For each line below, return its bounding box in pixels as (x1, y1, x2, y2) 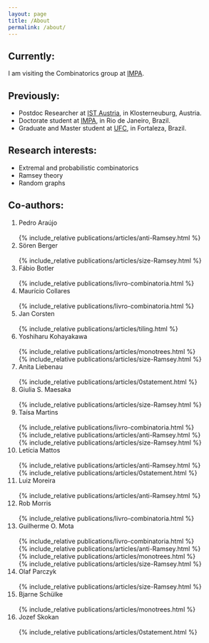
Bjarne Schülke (18, 589, 63, 598)
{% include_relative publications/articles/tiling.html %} (18, 324, 178, 333)
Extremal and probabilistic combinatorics (18, 163, 139, 172)
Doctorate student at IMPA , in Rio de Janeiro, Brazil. (18, 116, 170, 125)
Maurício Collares (18, 286, 71, 295)
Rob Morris (18, 499, 52, 507)
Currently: (8, 50, 56, 62)
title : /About (8, 17, 51, 24)
